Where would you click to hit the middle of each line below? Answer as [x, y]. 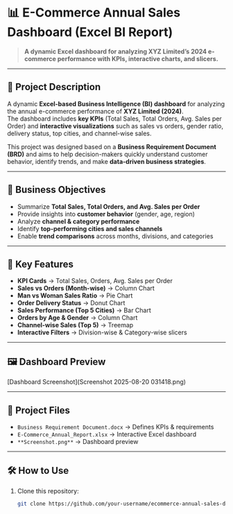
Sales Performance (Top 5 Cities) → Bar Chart [84, 310]
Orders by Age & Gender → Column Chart [77, 318]
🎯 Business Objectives [57, 190]
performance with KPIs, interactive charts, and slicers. [138, 58]
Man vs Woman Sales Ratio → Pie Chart [75, 295]
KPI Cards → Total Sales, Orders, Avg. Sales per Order [95, 281]
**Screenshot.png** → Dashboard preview [78, 442]
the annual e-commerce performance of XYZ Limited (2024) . [95, 111]
